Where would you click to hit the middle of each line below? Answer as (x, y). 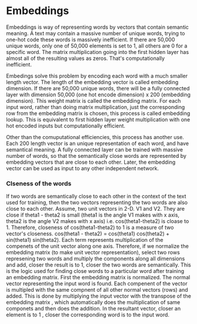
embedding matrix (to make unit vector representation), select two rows (93, 252)
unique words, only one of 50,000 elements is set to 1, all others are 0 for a (97, 46)
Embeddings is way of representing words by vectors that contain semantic (98, 27)
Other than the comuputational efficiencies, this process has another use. (95, 137)
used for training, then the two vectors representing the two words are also (97, 203)
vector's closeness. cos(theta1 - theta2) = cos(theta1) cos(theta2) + (88, 234)
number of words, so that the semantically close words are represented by (96, 156)
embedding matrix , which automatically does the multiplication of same (93, 302)
